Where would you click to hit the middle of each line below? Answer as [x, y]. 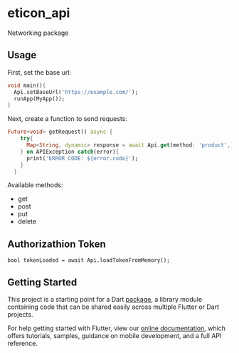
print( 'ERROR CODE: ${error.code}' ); [82, 158]
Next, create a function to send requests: [68, 119]
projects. [20, 314]
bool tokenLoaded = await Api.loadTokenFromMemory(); [89, 260]
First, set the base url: [39, 72]
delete [27, 221]
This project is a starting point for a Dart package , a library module [105, 299]
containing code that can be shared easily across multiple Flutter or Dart [113, 307]
